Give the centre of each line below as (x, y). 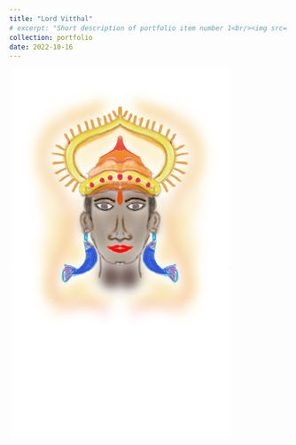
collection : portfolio (51, 37)
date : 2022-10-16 (41, 47)
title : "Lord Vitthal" (51, 19)
